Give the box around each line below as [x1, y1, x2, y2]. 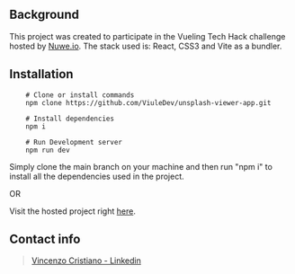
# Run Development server [25, 137, 123, 146]
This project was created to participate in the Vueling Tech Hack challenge [9, 31, 286, 41]
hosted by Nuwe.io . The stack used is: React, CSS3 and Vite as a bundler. [9, 40, 282, 51]
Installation [9, 66, 74, 82]
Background [9, 7, 79, 22]
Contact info [9, 232, 81, 247]
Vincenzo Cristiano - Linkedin [31, 255, 141, 266]
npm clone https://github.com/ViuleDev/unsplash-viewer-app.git [25, 98, 272, 107]
